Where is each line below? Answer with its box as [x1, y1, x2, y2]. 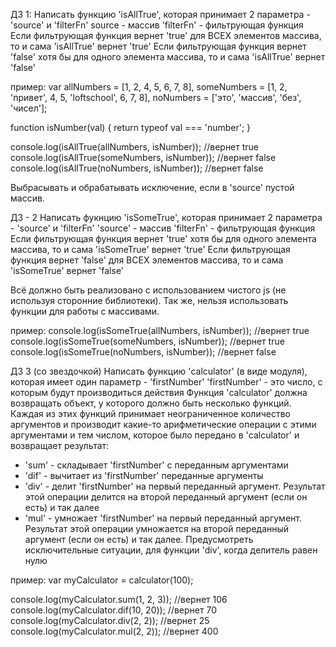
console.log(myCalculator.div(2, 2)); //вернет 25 [10, 615, 210, 626]
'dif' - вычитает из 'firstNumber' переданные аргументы [24, 470, 264, 481]
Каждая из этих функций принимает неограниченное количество [10, 408, 291, 419]
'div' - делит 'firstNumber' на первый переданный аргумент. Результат [24, 480, 326, 492]
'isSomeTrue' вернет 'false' [10, 265, 125, 276]
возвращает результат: [10, 440, 110, 451]
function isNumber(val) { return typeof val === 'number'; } [10, 122, 252, 133]
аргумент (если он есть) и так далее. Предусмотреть [24, 534, 254, 545]
